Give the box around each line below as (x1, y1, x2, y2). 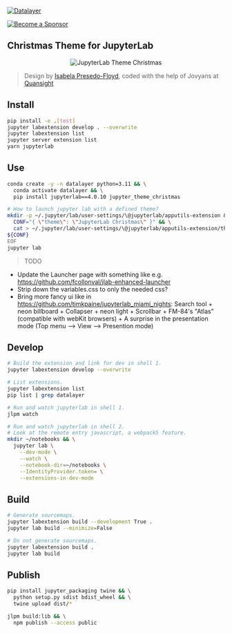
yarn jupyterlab (7, 143, 54, 150)
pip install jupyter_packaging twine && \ (7, 587, 131, 594)
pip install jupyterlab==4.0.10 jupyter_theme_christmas (13, 193, 181, 200)
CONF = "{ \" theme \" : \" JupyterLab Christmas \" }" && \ (13, 218, 171, 226)
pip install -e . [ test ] (7, 117, 76, 124)
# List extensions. (7, 379, 64, 386)
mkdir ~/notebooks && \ (7, 436, 76, 443)
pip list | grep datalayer (7, 391, 85, 399)
